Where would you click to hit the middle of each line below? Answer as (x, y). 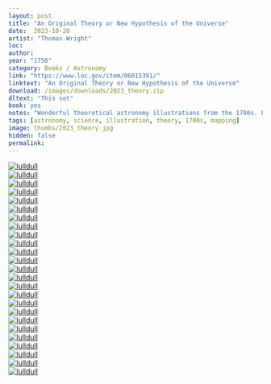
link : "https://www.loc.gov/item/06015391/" (84, 76)
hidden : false (32, 135)
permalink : (27, 143)
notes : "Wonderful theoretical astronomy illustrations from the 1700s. (133, 114)
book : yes (25, 105)
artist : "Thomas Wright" (50, 38)
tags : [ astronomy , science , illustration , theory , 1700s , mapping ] (124, 121)
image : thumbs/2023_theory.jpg (61, 128)
